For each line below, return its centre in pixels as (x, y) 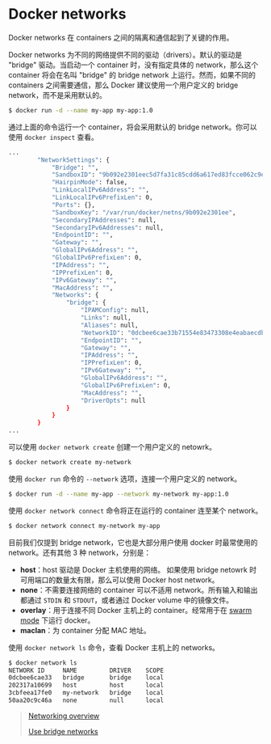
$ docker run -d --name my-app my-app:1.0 (81, 110)
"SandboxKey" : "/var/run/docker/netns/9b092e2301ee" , (144, 212)
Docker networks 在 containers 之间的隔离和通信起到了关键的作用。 (121, 37)
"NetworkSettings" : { (74, 160)
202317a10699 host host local (86, 685)
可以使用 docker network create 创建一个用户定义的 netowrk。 (112, 447)
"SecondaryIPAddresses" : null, (104, 220)
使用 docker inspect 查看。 (54, 137)
